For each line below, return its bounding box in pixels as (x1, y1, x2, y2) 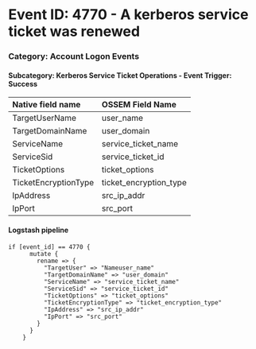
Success (8, 79, 38, 88)
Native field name (12, 99, 81, 111)
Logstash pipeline (8, 225, 69, 235)
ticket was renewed (8, 22, 141, 41)
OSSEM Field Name (102, 99, 176, 111)
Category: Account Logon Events (8, 51, 140, 62)
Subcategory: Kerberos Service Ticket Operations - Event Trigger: (8, 70, 232, 80)
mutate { (29, 250, 59, 258)
